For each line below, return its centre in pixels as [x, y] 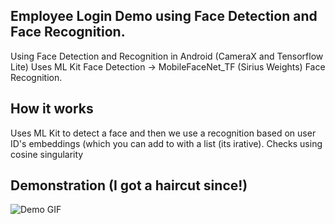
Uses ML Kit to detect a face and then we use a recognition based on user [163, 133]
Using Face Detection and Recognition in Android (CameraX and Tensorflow [167, 56]
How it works [52, 109]
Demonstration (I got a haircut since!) [129, 185]
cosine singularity [47, 154]
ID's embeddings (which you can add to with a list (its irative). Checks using [166, 143]
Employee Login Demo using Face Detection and [164, 16]
